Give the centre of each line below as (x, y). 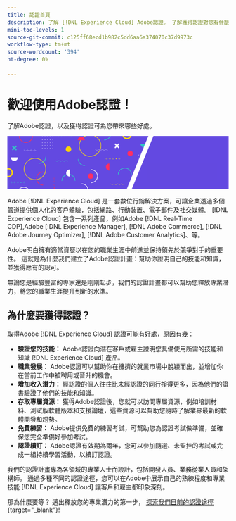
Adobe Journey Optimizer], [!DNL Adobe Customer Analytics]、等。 (106, 234)
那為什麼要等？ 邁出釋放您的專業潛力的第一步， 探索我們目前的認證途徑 (111, 502)
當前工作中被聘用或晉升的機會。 (70, 375)
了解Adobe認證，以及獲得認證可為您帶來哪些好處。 (81, 125)
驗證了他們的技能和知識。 (61, 393)
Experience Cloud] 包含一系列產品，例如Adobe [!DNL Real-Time (100, 218)
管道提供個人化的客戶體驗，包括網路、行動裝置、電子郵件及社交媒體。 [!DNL (118, 209)
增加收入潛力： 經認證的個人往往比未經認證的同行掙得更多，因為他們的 (120, 384)
